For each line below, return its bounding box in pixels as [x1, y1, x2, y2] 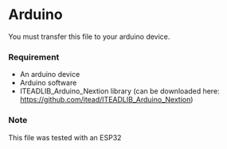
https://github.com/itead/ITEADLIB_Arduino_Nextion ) [19, 95, 194, 105]
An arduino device [19, 70, 80, 79]
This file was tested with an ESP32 [8, 132, 122, 142]
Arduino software [19, 78, 77, 88]
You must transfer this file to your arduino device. [8, 32, 170, 41]
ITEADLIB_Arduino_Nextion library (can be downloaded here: [19, 86, 221, 96]
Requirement [8, 52, 60, 63]
